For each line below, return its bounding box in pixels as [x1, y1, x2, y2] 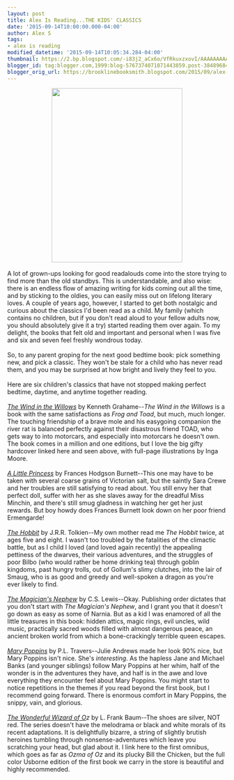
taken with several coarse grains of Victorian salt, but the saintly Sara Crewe [7, 476, 226, 485]
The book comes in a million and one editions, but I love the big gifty [7, 439, 203, 448]
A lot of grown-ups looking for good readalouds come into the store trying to [7, 269, 227, 277]
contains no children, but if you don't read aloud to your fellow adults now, [7, 313, 221, 322]
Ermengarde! [7, 513, 45, 522]
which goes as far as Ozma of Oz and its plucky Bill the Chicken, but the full [7, 750, 225, 758]
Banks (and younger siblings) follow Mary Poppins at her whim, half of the [7, 661, 220, 669]
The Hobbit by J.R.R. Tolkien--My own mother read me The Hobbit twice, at [7, 528, 224, 536]
